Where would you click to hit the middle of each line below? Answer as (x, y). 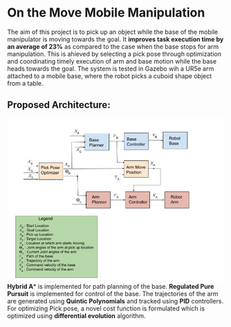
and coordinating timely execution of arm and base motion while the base (112, 61)
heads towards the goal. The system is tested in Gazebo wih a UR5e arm (111, 68)
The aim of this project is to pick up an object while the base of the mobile (113, 32)
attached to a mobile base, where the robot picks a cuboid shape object (110, 76)
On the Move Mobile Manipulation (106, 13)
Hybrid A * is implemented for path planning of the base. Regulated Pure (111, 286)
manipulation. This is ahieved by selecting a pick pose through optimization (114, 54)
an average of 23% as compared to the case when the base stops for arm (113, 46)
